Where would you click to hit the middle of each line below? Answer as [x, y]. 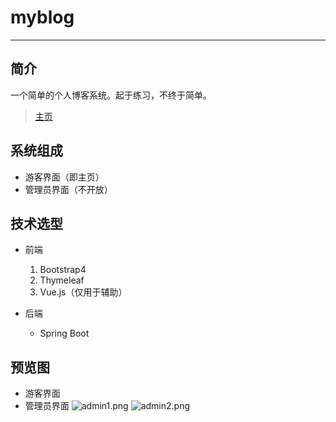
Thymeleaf [62, 280]
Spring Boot [64, 333]
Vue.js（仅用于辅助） [83, 292]
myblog [42, 17]
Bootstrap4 [63, 270]
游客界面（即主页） [64, 177]
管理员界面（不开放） [68, 189]
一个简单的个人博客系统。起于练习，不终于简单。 [111, 95]
